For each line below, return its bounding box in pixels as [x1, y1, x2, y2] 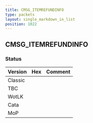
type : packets [5, 12, 35, 17]
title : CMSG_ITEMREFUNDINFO [5, 7, 64, 13]
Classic [8, 77, 25, 84]
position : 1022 [5, 21, 37, 27]
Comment [46, 68, 70, 75]
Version [8, 68, 27, 75]
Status [5, 55, 22, 62]
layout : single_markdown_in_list [5, 17, 75, 22]
